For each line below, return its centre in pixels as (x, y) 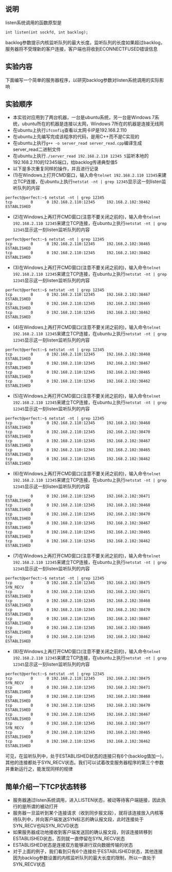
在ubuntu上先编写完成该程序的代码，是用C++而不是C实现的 (76, 137)
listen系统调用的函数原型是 (34, 23)
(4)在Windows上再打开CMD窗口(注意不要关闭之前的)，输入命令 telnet (87, 327)
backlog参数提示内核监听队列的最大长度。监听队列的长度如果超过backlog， (85, 42)
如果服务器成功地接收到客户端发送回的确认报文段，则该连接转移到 (82, 832)
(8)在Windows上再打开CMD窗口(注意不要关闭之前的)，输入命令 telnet (87, 652)
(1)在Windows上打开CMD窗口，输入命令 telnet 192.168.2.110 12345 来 (87, 175)
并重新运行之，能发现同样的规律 (39, 769)
